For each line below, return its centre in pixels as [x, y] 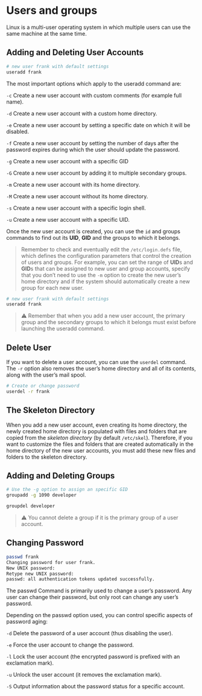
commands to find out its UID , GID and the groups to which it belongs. [93, 237]
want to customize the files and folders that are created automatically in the [100, 444]
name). [15, 102]
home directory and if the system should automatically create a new [105, 281]
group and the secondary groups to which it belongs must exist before [109, 322]
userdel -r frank [28, 391]
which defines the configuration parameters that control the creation [106, 256]
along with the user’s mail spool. [46, 375]
